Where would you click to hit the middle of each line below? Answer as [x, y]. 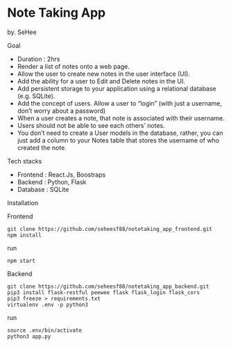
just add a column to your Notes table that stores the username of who [118, 140]
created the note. [42, 147]
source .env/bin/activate [44, 330]
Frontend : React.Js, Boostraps [61, 175]
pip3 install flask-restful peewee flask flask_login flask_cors [103, 292]
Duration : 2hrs [38, 59]
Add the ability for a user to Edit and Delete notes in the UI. [101, 81]
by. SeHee [22, 32]
